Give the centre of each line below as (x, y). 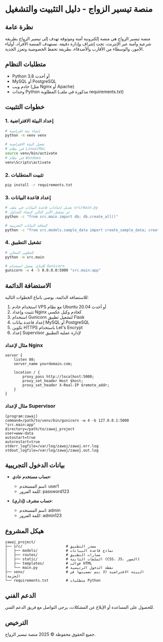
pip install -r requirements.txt (39, 185)
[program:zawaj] (21, 416)
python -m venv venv (26, 136)
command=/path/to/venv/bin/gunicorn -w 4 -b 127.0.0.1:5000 (67, 420)
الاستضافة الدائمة (28, 285)
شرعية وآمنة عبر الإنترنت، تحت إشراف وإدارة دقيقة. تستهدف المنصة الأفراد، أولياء (78, 44)
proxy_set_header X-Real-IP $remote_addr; (66, 385)
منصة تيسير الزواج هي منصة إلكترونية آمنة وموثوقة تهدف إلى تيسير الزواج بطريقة (78, 39)
